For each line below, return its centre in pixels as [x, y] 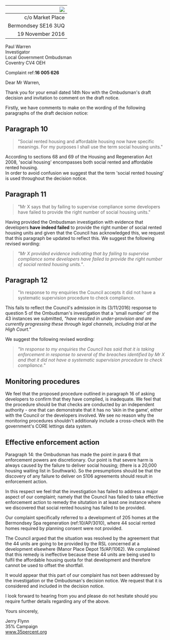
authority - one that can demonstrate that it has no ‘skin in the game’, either [84, 410]
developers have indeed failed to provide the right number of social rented [83, 227]
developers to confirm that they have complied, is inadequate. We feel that [83, 399]
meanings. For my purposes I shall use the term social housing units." [90, 147]
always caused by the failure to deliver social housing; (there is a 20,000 [81, 465]
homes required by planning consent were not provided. [64, 528]
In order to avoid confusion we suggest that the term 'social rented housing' [84, 173]
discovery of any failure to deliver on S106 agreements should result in [79, 476]
